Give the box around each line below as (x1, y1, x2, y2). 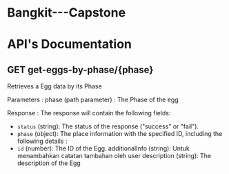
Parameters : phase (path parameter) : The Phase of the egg (7, 95, 179, 104)
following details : (17, 137, 68, 146)
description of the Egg (17, 159, 81, 167)
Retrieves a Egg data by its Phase (7, 82, 102, 90)
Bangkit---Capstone (7, 5, 126, 21)
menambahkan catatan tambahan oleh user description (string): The (17, 152, 212, 160)
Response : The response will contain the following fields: (7, 109, 171, 117)
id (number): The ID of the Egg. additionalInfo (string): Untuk (17, 144, 190, 153)
